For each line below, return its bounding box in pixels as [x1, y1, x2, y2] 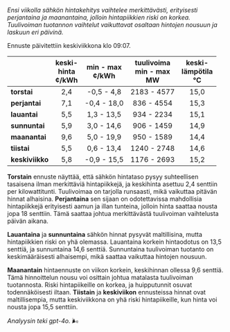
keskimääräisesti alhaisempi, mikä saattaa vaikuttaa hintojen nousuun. [7, 253, 207, 260]
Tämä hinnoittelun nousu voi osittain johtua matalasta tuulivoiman [7, 274, 194, 281]
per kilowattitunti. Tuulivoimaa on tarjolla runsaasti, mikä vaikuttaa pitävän [7, 188, 218, 195]
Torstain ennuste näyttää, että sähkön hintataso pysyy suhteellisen [7, 173, 199, 181]
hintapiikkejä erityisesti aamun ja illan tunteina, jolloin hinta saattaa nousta [7, 202, 218, 210]
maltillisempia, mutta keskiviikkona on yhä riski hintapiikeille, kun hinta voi [7, 295, 218, 304]
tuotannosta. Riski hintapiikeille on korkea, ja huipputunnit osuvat [7, 281, 193, 289]
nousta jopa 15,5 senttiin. [7, 303, 78, 311]
